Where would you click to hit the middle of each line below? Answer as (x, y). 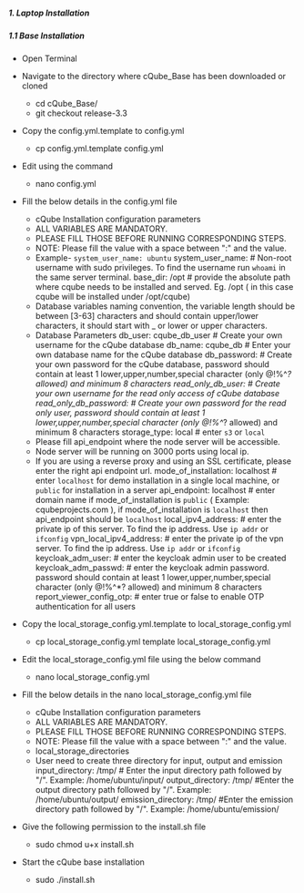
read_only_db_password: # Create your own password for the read (161, 403)
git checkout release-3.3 (81, 113)
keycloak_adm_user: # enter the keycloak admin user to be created (161, 558)
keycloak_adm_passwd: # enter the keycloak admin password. (152, 568)
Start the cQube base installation (83, 862)
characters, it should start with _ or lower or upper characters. (151, 326)
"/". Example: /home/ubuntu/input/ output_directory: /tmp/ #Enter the (165, 780)
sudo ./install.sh (65, 880)
